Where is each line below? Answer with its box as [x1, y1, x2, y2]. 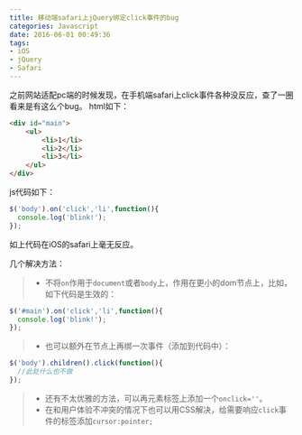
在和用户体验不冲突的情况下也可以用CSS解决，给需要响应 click [44, 403, 279, 415]
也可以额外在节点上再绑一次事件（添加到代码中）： [44, 340, 232, 352]
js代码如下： [9, 187, 56, 197]
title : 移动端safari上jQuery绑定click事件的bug [9, 13, 179, 23]
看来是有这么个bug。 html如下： [9, 100, 129, 111]
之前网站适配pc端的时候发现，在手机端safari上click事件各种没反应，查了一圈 [9, 89, 294, 100]
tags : [9, 38, 30, 48]
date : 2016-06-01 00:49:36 [9, 30, 111, 39]
